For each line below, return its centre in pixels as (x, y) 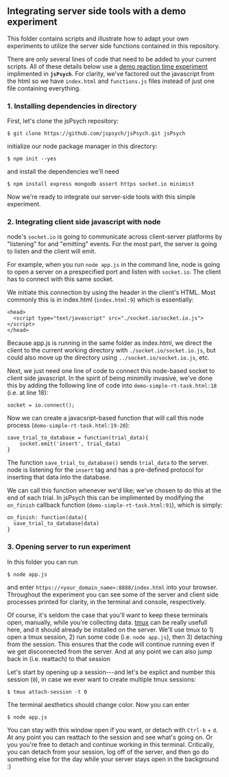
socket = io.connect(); (41, 405)
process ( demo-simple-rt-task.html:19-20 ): (69, 425)
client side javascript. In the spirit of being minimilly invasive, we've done (110, 378)
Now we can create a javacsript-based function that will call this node (106, 418)
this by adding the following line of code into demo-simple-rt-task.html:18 (112, 385)
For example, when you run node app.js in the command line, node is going (114, 265)
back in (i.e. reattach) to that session (59, 658)
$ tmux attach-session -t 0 (47, 692)
